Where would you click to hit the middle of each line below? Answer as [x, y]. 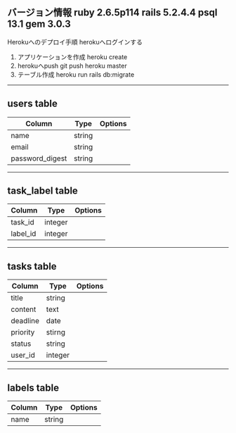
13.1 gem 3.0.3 [39, 24]
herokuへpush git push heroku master [72, 65]
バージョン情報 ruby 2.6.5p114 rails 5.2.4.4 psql [112, 13]
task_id [23, 222]
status [21, 344]
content [24, 310]
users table [33, 104]
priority [23, 332]
